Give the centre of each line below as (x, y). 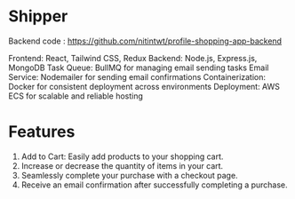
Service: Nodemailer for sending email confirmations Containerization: (137, 76)
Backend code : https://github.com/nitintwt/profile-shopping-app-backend (145, 41)
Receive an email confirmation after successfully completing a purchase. (154, 185)
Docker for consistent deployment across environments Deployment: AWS (144, 86)
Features (42, 132)
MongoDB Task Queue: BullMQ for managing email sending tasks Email (139, 68)
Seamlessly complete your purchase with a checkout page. (129, 175)
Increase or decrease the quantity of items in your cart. (122, 165)
